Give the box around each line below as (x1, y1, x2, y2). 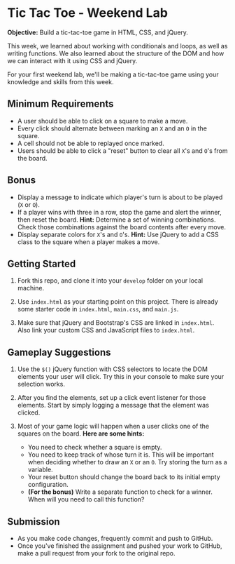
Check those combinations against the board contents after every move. (17, 222, 226, 231)
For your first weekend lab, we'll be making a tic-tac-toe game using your (7, 70, 219, 79)
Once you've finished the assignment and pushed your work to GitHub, (17, 542, 222, 550)
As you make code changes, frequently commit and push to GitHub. (17, 535, 213, 542)
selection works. (17, 380, 65, 389)
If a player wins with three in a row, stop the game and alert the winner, (17, 208, 222, 216)
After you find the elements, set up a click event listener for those (17, 394, 206, 402)
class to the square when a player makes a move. (17, 237, 160, 246)
